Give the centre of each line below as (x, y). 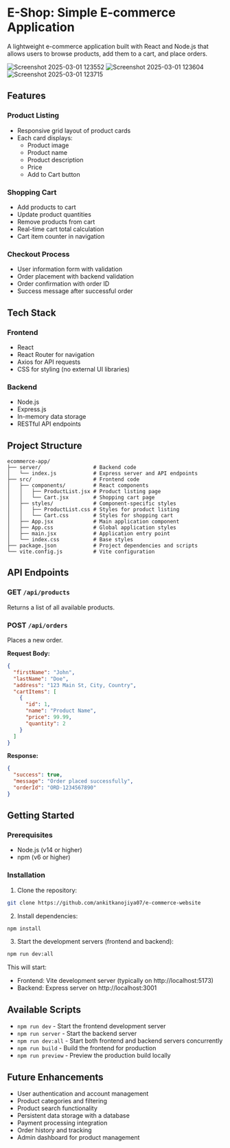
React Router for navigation (56, 354)
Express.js (32, 409)
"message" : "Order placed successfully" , (73, 781)
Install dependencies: (47, 916)
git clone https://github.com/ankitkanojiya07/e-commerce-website (104, 902)
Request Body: (28, 653)
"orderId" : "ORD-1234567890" (55, 788)
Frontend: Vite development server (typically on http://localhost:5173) (115, 981)
